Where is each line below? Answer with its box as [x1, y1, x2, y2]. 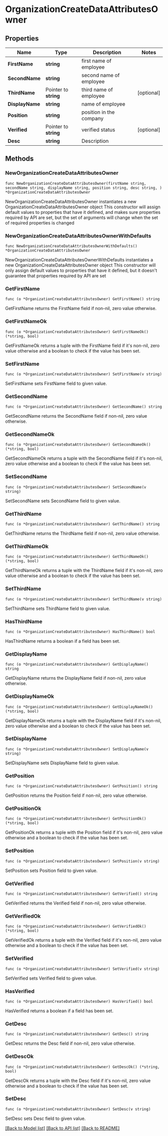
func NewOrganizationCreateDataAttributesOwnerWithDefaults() [5, 243, 137, 248]
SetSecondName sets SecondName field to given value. [5, 497, 121, 504]
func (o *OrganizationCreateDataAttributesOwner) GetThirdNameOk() [5, 554, 149, 559]
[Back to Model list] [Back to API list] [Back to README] [5, 1125, 120, 1131]
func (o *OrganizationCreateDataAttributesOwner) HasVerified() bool [5, 999, 153, 1004]
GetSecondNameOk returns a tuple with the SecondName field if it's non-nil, [5, 455, 163, 461]
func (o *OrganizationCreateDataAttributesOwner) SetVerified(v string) [5, 966, 160, 971]
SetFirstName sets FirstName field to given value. [5, 380, 107, 386]
